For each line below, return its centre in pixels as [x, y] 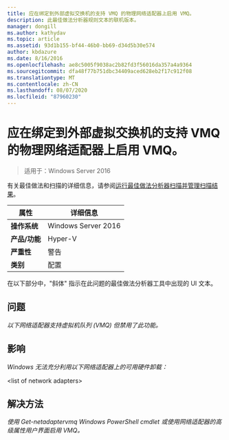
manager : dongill [32, 26]
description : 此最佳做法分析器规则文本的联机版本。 [73, 20]
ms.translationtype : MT [41, 78]
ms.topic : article [33, 39]
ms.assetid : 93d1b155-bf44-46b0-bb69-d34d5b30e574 [81, 46]
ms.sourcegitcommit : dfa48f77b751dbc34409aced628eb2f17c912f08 [100, 71]
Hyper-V [62, 239]
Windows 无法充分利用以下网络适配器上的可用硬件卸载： [87, 367]
